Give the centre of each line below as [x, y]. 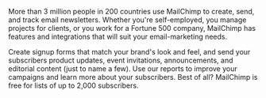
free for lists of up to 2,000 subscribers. [73, 85]
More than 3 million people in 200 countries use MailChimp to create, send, [131, 11]
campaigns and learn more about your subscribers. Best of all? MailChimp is [133, 77]
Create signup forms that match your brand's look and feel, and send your [129, 52]
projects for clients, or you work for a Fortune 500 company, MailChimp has [132, 28]
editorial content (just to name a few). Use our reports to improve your [123, 69]
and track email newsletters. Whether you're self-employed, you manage [127, 20]
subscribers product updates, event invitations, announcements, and [121, 60]
